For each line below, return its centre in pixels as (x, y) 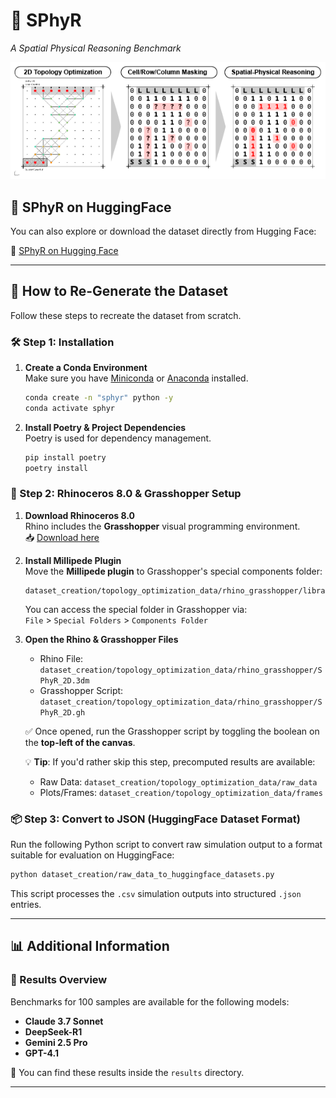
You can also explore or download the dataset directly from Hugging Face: (163, 231)
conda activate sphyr (69, 408)
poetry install (56, 468)
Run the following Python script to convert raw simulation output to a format (166, 845)
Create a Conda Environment (86, 368)
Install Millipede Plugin (73, 560)
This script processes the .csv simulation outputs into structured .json (156, 894)
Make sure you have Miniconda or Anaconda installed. (136, 378)
